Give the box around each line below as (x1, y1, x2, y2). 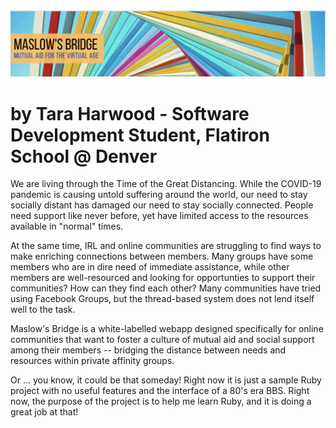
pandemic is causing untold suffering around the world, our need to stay (10, 189, 308, 201)
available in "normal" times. (10, 220, 124, 233)
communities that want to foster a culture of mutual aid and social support (10, 334, 315, 346)
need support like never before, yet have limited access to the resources (10, 210, 309, 222)
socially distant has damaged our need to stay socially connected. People (10, 199, 314, 211)
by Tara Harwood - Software (10, 102, 250, 125)
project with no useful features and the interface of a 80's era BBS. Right (10, 385, 310, 397)
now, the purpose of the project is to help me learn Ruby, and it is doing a (10, 395, 312, 408)
